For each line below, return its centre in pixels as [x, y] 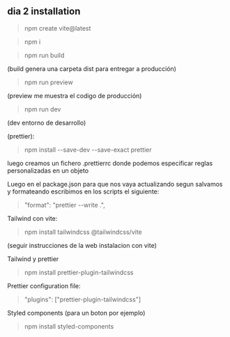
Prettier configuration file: [44, 285]
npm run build [44, 55]
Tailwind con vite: [32, 218]
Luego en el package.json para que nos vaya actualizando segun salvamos [115, 184]
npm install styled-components [69, 326]
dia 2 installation [44, 11]
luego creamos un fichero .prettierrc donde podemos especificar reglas [110, 163]
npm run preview [48, 82]
